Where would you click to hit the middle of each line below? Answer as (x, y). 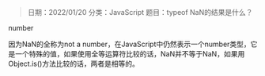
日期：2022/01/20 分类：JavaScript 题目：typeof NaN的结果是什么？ (140, 12)
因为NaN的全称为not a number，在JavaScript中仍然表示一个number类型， (129, 44)
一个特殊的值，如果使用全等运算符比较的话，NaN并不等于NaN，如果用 (130, 54)
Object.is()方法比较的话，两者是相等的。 (74, 63)
